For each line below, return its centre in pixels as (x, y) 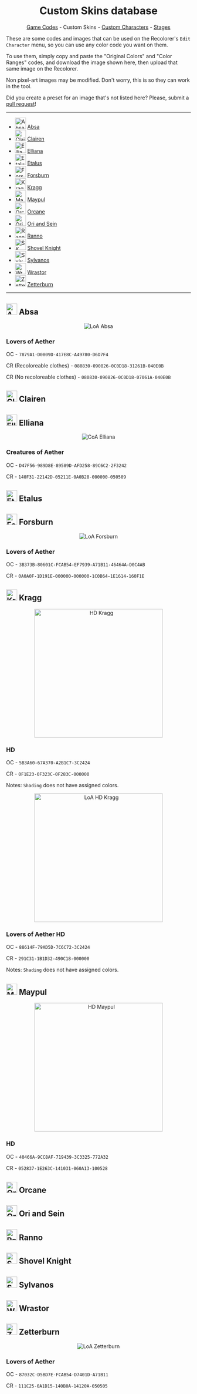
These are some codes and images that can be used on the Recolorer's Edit (98, 38)
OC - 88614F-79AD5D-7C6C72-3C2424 (48, 947)
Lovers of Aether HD (36, 934)
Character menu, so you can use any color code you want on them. (87, 45)
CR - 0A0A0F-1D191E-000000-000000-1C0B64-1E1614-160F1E (75, 576)
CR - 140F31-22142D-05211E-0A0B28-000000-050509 (66, 476)
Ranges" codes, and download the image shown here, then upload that (92, 62)
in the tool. (19, 86)
